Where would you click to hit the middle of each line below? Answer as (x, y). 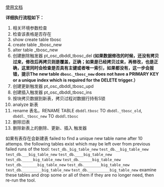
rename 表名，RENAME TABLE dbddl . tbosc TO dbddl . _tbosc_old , (77, 111)
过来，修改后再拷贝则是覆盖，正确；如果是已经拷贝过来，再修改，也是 (83, 62)
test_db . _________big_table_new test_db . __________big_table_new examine (81, 170)
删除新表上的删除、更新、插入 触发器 (50, 128)
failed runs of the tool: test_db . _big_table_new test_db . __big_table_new (77, 149)
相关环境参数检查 (30, 28)
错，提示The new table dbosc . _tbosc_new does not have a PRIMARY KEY (86, 74)
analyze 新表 (25, 104)
